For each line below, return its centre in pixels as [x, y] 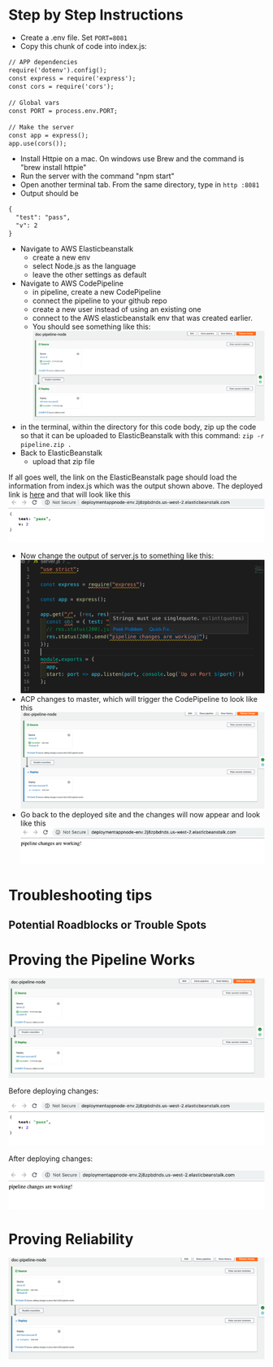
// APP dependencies [43, 62]
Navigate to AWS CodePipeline [72, 283]
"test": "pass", [43, 217]
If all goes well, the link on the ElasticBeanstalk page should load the [123, 477]
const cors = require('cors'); [61, 86]
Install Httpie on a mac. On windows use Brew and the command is [132, 158]
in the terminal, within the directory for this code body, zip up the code [138, 427]
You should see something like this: [91, 326]
